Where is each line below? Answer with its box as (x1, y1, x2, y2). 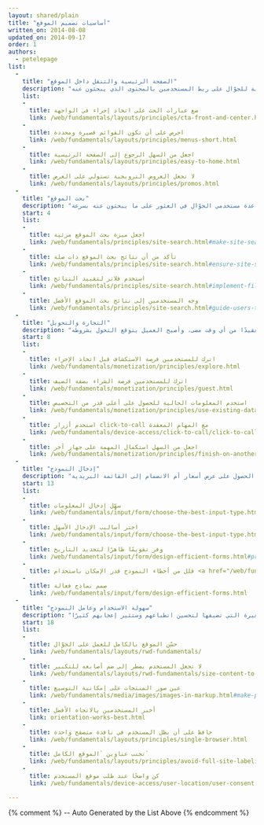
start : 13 (22, 479, 55, 488)
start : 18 (22, 618, 55, 626)
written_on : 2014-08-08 (8, 26, 86, 34)
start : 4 (22, 209, 51, 217)
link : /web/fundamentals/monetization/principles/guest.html (28, 385, 234, 392)
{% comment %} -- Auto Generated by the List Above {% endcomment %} (8, 808, 250, 817)
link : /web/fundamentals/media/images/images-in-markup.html (28, 691, 234, 700)
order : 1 (8, 41, 37, 49)
